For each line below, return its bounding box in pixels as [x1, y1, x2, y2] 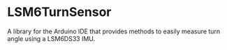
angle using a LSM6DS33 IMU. [7, 34, 96, 42]
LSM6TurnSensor [7, 4, 112, 20]
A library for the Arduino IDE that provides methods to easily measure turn [7, 27, 221, 35]
